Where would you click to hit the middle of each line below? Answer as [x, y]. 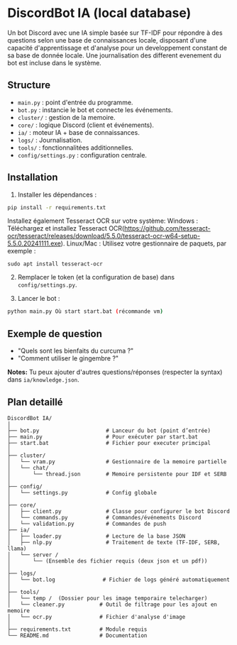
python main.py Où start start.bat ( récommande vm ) [85, 312]
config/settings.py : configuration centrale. [82, 155]
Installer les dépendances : [57, 194]
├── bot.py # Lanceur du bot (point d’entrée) [109, 431]
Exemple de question [55, 334]
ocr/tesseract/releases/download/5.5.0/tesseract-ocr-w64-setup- [104, 236]
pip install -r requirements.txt [57, 207]
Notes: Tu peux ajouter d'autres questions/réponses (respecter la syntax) [115, 372]
